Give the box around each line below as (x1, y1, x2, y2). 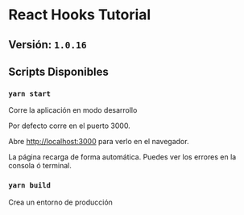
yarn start (8, 89, 51, 98)
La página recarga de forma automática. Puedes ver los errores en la (8, 152, 237, 162)
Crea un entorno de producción (8, 197, 113, 207)
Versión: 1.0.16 (8, 38, 87, 52)
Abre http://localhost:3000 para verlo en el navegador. (8, 137, 189, 147)
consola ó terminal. (8, 161, 72, 171)
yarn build (8, 181, 51, 190)
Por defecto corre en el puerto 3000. (8, 121, 130, 130)
